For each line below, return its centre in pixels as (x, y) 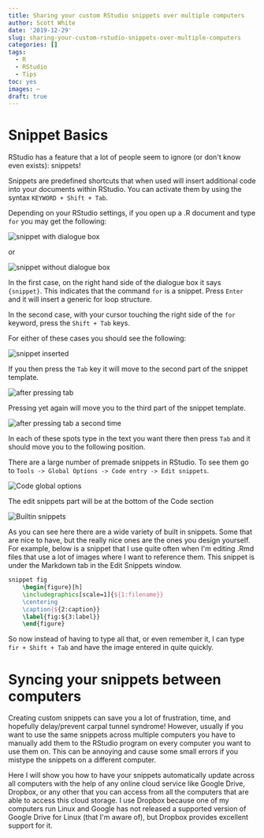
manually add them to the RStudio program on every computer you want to (130, 743)
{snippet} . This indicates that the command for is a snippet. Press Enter (126, 291)
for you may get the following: (58, 221)
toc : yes (22, 81)
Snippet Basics (58, 135)
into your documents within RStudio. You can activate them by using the (125, 190)
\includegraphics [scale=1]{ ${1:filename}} (93, 594)
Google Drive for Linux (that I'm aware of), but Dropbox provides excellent (128, 817)
